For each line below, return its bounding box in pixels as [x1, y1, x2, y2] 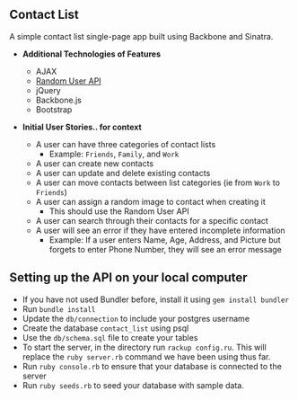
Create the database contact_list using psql [22, 323, 189, 333]
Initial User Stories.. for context [22, 121, 142, 132]
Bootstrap [35, 103, 73, 115]
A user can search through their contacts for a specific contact [35, 215, 269, 226]
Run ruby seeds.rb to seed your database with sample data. [22, 379, 244, 390]
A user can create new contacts [35, 157, 154, 169]
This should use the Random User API [48, 206, 190, 217]
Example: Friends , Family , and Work [48, 148, 180, 159]
